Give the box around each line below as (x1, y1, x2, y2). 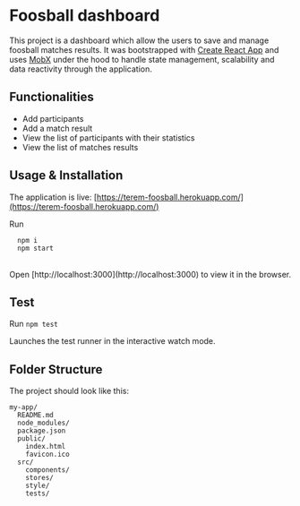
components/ (25, 466, 70, 475)
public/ (17, 434, 47, 443)
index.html (25, 442, 66, 451)
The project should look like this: (9, 386, 130, 397)
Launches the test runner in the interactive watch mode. (9, 336, 217, 347)
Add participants (21, 113, 84, 124)
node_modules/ (17, 418, 70, 428)
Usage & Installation (9, 167, 124, 184)
